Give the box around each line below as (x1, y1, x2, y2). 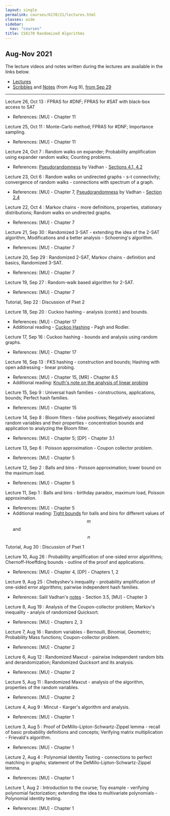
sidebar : (5, 21, 24, 27)
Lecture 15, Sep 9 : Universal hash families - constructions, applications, (5, 389, 156, 395)
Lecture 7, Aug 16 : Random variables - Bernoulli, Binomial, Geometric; (5, 629, 151, 635)
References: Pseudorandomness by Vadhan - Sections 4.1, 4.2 (12, 163, 143, 170)
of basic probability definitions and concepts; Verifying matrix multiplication (5, 729, 163, 735)
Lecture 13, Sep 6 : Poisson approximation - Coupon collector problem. (5, 445, 153, 451)
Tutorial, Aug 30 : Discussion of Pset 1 (5, 543, 84, 550)
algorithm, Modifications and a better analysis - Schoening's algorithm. (5, 234, 153, 241)
